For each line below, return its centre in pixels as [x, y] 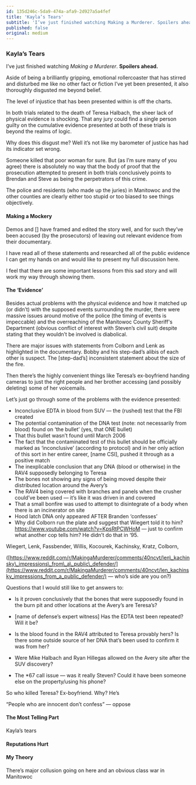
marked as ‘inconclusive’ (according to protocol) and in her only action [99, 447]
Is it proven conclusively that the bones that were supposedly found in [99, 599]
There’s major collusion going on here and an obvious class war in [85, 770]
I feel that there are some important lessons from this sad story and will [92, 270]
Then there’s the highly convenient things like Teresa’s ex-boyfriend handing [98, 376]
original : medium [27, 33]
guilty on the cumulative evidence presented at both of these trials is [88, 125]
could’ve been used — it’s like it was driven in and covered [85, 497]
